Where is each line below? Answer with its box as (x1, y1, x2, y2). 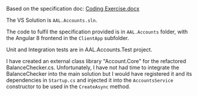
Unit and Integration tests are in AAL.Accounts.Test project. (6, 46, 153, 53)
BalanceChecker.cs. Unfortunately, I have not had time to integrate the (6, 64, 179, 71)
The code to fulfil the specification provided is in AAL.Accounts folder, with (6, 28, 188, 35)
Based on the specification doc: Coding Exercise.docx (6, 5, 139, 12)
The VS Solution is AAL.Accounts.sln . (6, 17, 98, 23)
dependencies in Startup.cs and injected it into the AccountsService (6, 77, 173, 83)
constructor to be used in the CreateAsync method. (6, 83, 130, 90)
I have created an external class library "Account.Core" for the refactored (6, 58, 187, 64)
